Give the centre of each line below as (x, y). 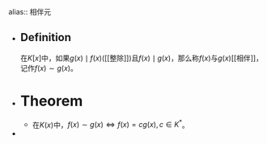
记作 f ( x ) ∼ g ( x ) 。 (49, 68)
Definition (45, 37)
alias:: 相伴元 (30, 12)
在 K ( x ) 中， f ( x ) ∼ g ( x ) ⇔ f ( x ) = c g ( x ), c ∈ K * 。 (111, 124)
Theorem (51, 101)
